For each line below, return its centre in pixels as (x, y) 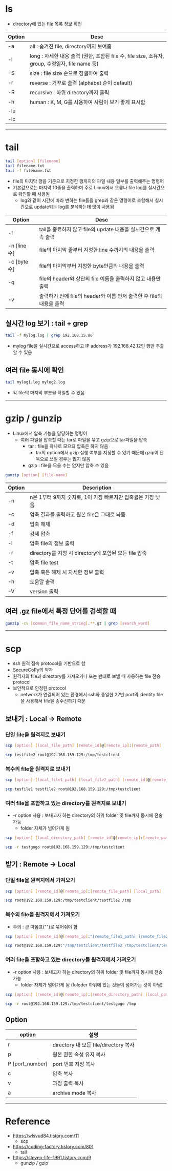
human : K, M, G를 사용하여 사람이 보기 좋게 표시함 (88, 102)
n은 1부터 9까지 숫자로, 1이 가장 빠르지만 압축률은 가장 (92, 497)
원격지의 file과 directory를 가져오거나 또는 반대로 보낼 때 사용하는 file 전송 (87, 676)
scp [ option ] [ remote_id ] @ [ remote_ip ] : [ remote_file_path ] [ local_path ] (83, 891)
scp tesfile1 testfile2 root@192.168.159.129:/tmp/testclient (73, 789)
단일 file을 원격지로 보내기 (35, 735)
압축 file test (44, 562)
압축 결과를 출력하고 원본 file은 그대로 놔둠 (78, 514)
